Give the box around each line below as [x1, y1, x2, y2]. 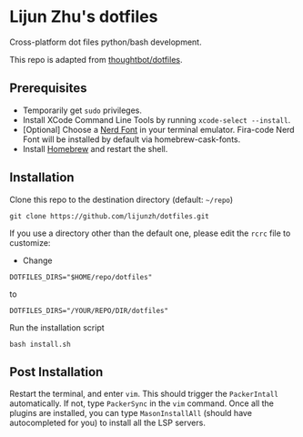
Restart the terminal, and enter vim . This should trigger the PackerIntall [9, 389, 279, 400]
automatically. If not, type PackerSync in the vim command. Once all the [9, 398, 275, 409]
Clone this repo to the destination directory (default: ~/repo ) [9, 194, 234, 205]
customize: [9, 237, 51, 248]
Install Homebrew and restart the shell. [22, 143, 168, 154]
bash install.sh [9, 340, 71, 349]
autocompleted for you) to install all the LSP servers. [9, 417, 207, 429]
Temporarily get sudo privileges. [22, 105, 143, 116]
